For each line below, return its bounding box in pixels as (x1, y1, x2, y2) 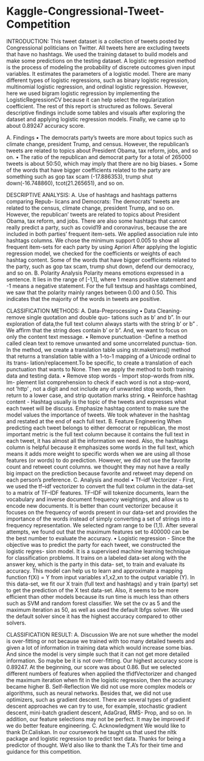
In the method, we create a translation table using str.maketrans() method (6, 346, 191, 353)
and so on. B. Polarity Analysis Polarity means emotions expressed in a (6, 269, 185, 277)
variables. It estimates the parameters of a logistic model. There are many (6, 70, 191, 77)
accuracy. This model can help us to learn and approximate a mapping (6, 567, 183, 574)
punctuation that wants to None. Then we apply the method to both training (6, 365, 195, 373)
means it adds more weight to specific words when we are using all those (6, 450, 191, 457)
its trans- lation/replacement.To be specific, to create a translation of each (6, 359, 193, 366)
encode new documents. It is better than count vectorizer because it (6, 502, 178, 509)
